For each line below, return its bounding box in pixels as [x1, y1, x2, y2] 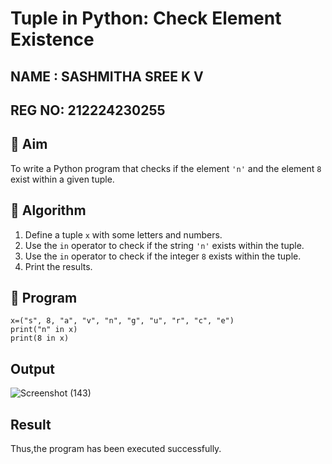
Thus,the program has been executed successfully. [10, 443, 222, 455]
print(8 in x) [10, 333, 70, 344]
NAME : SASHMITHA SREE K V [10, 68, 204, 85]
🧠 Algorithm [10, 202, 87, 219]
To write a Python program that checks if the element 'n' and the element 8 [10, 162, 322, 174]
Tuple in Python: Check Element [10, 7, 282, 30]
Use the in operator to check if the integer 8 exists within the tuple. [24, 250, 302, 262]
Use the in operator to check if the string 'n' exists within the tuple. [24, 239, 305, 251]
